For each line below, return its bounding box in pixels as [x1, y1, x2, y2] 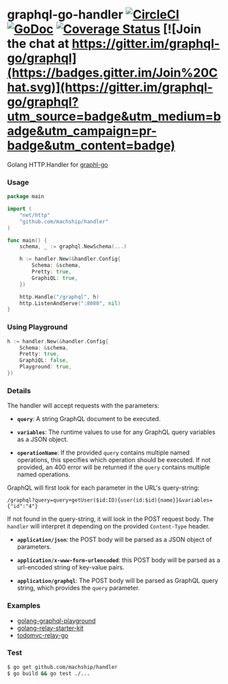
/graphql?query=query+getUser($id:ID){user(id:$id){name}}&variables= [7, 497, 213, 504]
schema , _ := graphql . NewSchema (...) [19, 243, 127, 250]
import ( [7, 205, 32, 212]
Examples [7, 601, 41, 611]
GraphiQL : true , [31, 275, 78, 281]
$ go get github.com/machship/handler [7, 663, 118, 670]
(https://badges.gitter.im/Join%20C [7, 65, 218, 81]
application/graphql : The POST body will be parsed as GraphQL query [16, 577, 218, 585]
